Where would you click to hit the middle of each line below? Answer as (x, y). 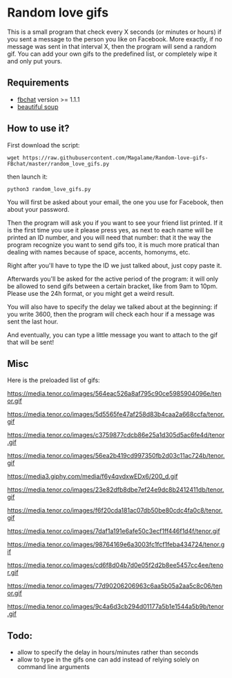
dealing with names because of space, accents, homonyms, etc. (99, 252)
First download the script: (43, 145)
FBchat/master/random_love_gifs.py (58, 163)
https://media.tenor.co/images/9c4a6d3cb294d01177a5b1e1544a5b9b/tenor (116, 607)
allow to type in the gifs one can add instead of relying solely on (108, 659)
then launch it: (28, 177)
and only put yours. (35, 61)
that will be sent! (30, 342)
